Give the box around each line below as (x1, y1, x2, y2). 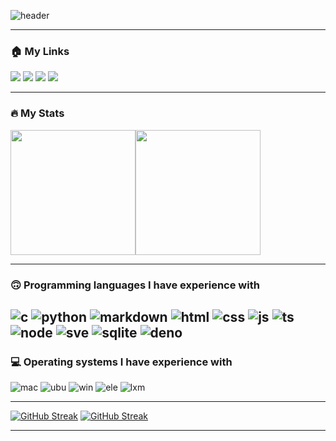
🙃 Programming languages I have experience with (10, 278, 260, 292)
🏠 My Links (10, 44, 70, 58)
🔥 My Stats (10, 106, 65, 120)
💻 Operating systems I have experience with (10, 355, 233, 369)
